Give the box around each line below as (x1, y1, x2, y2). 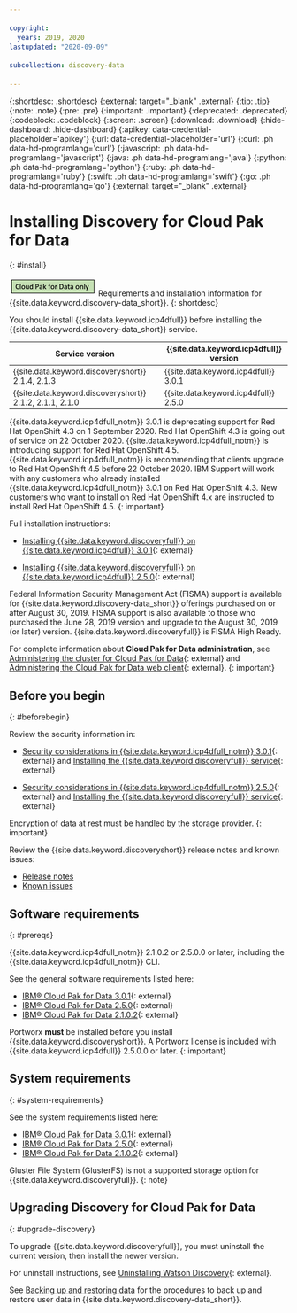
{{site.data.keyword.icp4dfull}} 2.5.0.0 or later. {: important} (9, 1045, 227, 1056)
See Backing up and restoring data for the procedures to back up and (9, 1285, 263, 1295)
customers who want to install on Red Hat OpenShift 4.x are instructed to (9, 492, 275, 502)
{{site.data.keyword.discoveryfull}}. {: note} (9, 1174, 168, 1185)
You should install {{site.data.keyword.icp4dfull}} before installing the (9, 315, 263, 325)
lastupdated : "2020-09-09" (9, 43, 109, 51)
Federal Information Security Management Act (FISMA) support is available (9, 589, 283, 600)
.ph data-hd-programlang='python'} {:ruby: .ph (9, 161, 181, 172)
